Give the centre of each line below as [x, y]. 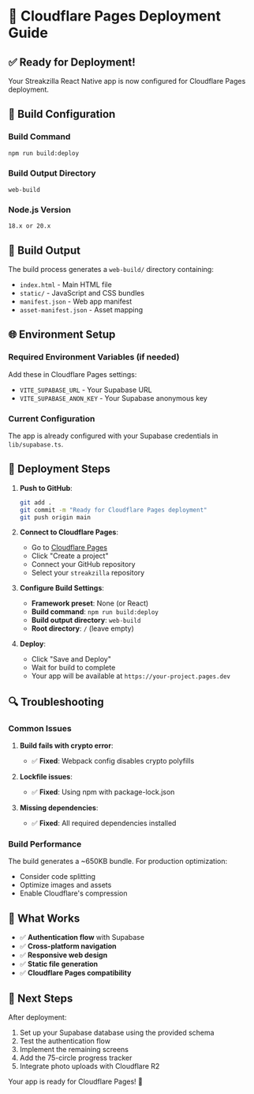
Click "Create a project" [70, 556]
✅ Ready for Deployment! [72, 62]
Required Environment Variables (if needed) [94, 357]
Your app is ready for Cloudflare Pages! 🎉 [76, 1081]
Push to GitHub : [46, 488]
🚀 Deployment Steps [59, 469]
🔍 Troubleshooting [56, 702]
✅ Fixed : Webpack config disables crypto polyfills [113, 761]
